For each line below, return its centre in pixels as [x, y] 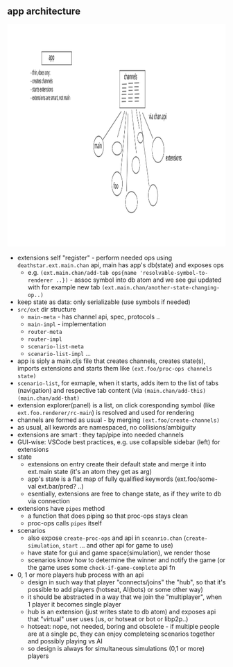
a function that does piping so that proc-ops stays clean [108, 516]
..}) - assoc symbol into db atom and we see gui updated [139, 280]
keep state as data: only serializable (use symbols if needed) [104, 302]
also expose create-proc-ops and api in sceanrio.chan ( [106, 538]
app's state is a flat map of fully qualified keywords [100, 479]
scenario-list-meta [56, 346]
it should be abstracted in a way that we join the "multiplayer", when [125, 597]
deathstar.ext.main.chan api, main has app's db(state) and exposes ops [120, 265]
